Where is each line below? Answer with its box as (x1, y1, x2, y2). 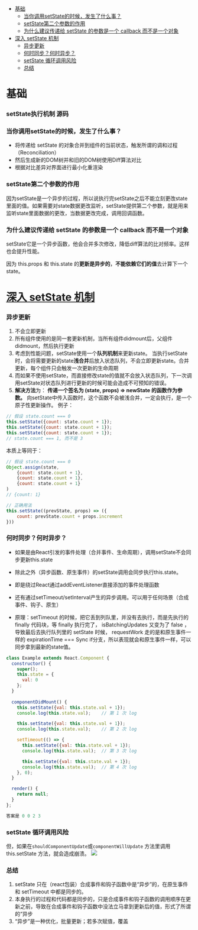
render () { (11, 786, 38, 792)
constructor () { (11, 660, 51, 667)
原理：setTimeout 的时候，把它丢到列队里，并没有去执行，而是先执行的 (14, 613, 189, 621)
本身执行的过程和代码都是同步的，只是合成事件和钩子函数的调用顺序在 (14, 896, 186, 903)
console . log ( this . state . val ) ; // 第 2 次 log (17, 726, 137, 732)
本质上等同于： (6, 447, 43, 454)
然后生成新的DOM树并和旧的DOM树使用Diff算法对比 (14, 156, 142, 164)
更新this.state (20, 556, 53, 563)
